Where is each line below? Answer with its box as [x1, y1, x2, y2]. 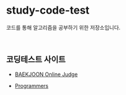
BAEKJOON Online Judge [14, 71, 78, 78]
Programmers [14, 82, 49, 89]
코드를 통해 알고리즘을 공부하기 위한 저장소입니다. [6, 24, 121, 31]
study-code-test [6, 4, 90, 17]
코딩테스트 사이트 [6, 55, 66, 65]
